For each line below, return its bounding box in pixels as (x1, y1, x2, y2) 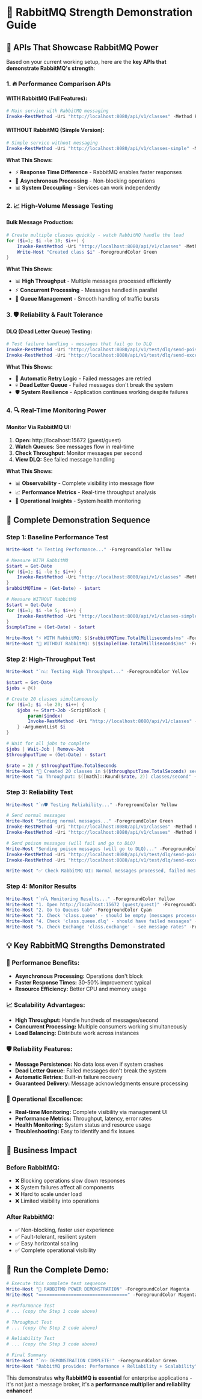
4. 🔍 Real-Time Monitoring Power (6, 406, 106, 415)
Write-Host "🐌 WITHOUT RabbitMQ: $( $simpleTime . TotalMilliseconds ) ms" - (6, 641, 192, 647)
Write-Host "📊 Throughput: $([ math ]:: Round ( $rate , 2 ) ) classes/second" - (6, 774, 197, 780)
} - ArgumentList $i (17, 724, 66, 730)
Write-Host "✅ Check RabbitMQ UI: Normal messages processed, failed (6, 868, 185, 874)
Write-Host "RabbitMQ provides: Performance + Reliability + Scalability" (6, 1363, 198, 1369)
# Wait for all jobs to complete (6, 740, 90, 746)
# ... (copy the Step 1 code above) (6, 1308, 98, 1314)
